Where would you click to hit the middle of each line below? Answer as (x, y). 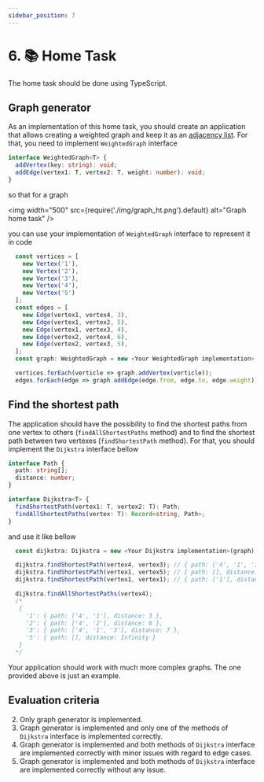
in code (20, 242)
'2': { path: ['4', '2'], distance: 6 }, (94, 623)
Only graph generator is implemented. (81, 719)
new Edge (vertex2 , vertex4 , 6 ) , (75, 337)
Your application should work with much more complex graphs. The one (125, 667)
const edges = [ (42, 308)
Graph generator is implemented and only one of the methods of (124, 728)
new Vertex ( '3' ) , (51, 278)
